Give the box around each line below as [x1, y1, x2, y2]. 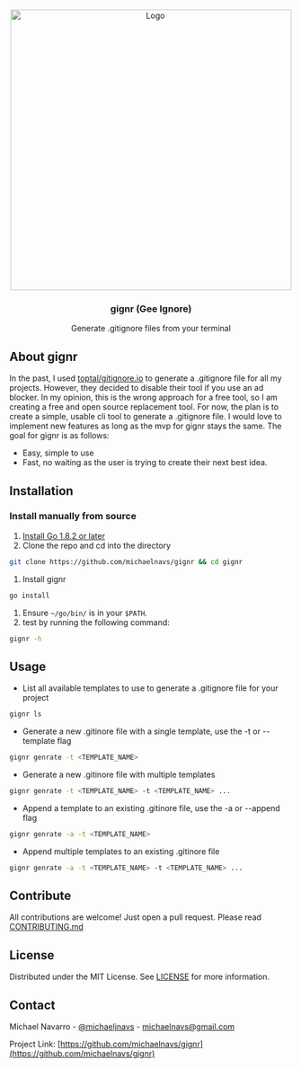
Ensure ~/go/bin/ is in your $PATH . [22, 607, 148, 618]
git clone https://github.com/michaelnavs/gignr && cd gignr [9, 557, 243, 566]
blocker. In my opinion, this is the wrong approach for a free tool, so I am [9, 392, 279, 403]
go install [9, 591, 50, 600]
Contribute [9, 888, 72, 903]
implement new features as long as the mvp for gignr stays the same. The [9, 420, 282, 431]
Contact [9, 997, 56, 1012]
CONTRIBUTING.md [9, 922, 84, 932]
